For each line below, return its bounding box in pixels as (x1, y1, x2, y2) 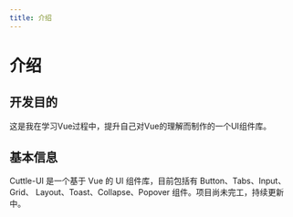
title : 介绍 (9, 13, 52, 23)
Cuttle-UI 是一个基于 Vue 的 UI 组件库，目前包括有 (9, 175, 198, 187)
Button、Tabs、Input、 (199, 175, 287, 187)
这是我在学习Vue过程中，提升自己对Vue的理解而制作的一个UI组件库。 (9, 120, 272, 131)
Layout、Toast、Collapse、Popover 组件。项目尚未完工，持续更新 (35, 187, 285, 198)
